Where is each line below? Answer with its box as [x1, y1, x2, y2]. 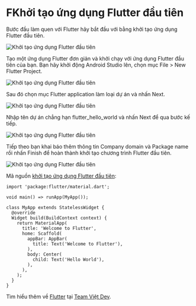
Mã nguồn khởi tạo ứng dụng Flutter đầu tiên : [6, 172, 117, 179]
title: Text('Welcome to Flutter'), [32, 241, 123, 247]
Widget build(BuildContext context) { [11, 214, 108, 221]
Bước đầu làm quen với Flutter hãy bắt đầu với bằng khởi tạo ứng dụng [6, 26, 178, 33]
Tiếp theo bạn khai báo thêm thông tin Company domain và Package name [6, 143, 188, 150]
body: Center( [27, 251, 62, 257]
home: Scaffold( [21, 231, 62, 236]
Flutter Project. [6, 67, 43, 74]
